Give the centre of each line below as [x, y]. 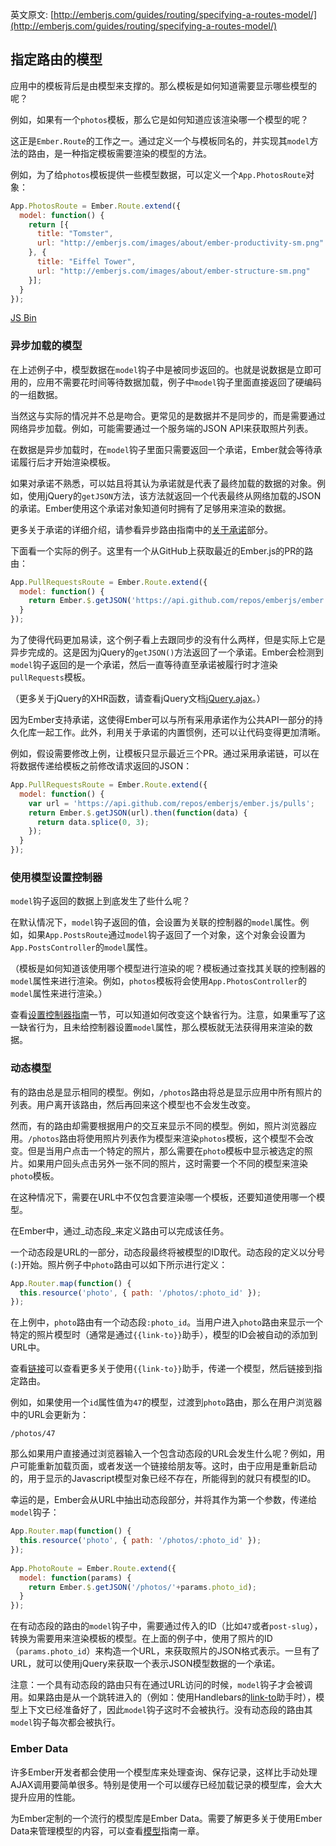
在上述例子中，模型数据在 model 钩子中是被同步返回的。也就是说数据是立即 [161, 369]
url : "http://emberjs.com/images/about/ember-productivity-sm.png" [180, 243]
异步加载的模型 [46, 346]
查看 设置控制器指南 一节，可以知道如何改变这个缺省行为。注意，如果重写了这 [168, 1015]
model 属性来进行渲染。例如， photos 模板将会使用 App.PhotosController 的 [158, 981]
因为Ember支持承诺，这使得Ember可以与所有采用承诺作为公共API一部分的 [162, 720]
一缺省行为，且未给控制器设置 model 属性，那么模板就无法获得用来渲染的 [157, 1027]
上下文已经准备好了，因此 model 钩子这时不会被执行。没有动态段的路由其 [165, 1710]
